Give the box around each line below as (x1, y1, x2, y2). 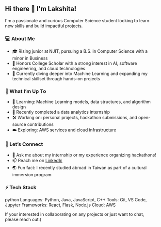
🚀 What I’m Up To (5, 88, 46, 95)
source (12, 121, 27, 127)
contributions (27, 121, 54, 127)
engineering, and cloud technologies (12, 66, 86, 72)
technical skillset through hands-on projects (12, 76, 100, 82)
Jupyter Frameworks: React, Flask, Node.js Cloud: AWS (5, 202, 116, 208)
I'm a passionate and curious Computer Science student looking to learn (5, 17, 149, 23)
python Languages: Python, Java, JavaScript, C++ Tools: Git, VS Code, (5, 197, 147, 202)
